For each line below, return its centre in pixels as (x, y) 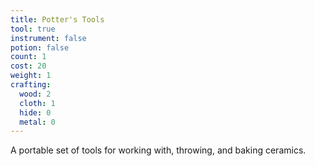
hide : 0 (35, 112)
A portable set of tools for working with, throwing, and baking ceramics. (158, 150)
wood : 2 (35, 94)
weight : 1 (31, 76)
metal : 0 (37, 122)
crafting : (31, 85)
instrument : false (48, 38)
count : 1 (28, 57)
